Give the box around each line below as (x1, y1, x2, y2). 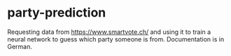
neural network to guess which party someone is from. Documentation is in (7, 35, 225, 43)
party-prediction (7, 5, 106, 21)
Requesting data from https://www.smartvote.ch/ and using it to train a (7, 28, 211, 36)
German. (7, 42, 33, 50)
